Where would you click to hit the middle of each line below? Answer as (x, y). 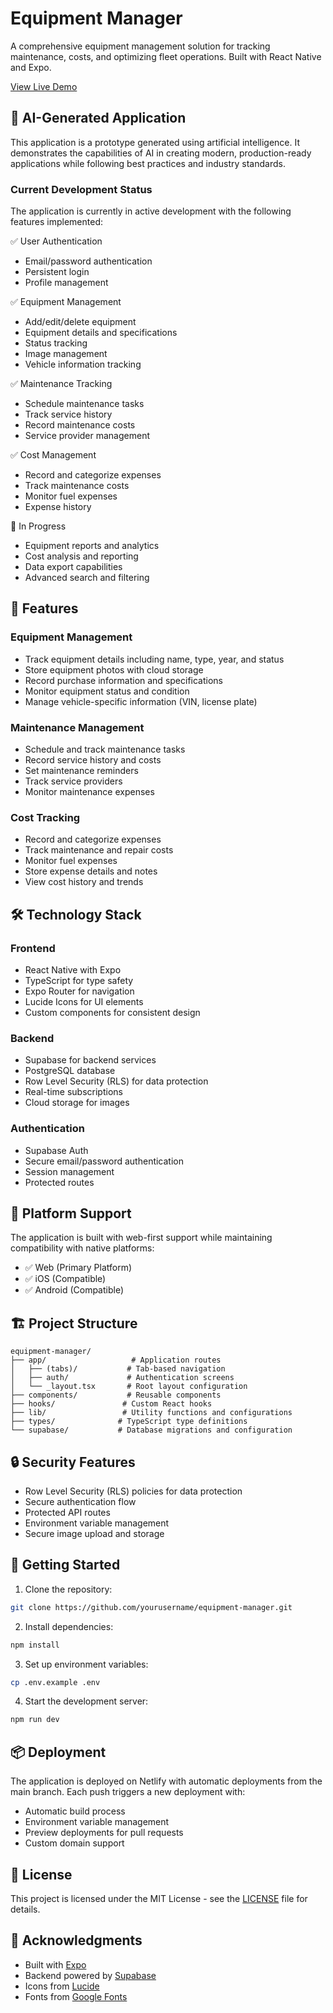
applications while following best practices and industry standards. (148, 163)
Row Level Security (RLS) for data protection (116, 1081)
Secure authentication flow (80, 1502)
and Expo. (31, 67)
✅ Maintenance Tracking (61, 384)
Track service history (68, 414)
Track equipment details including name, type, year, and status (154, 659)
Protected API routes (67, 1513)
